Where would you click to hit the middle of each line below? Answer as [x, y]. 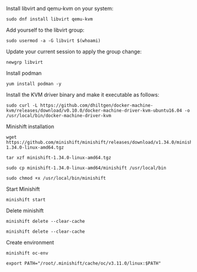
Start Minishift [23, 189]
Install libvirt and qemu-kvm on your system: [60, 8]
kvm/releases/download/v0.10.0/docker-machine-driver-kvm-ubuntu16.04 [94, 111]
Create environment [30, 242]
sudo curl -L [22, 105]
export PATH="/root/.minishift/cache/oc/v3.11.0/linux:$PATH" [84, 263]
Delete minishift [25, 211]
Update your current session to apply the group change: [74, 51]
